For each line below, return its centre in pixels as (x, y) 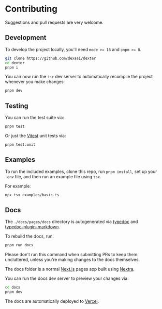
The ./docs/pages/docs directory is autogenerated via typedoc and (72, 222)
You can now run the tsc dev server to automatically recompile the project (79, 77)
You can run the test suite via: (35, 118)
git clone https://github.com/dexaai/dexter (51, 58)
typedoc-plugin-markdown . (33, 227)
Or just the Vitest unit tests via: (36, 136)
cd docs (13, 288)
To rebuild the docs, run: (29, 236)
